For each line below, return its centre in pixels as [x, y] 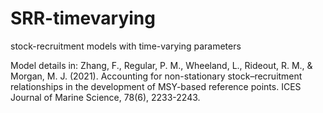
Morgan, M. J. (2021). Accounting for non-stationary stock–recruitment [156, 76]
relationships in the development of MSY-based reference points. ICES [156, 86]
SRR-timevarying [83, 18]
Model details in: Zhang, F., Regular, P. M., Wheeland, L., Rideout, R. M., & [161, 65]
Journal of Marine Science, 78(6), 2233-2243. [105, 97]
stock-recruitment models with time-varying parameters [126, 46]
